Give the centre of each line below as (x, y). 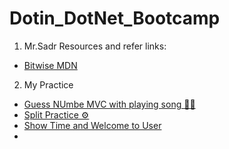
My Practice (48, 84)
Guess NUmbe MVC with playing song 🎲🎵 (109, 104)
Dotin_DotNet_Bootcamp (115, 18)
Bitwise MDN (50, 65)
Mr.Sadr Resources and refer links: (95, 46)
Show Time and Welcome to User (92, 125)
